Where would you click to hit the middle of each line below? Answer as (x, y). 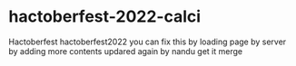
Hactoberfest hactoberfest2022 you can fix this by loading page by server (148, 42)
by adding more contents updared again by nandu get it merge (125, 51)
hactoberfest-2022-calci (105, 17)
